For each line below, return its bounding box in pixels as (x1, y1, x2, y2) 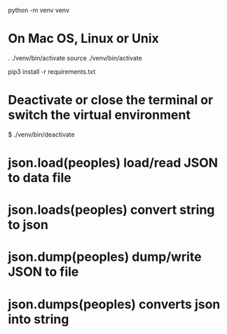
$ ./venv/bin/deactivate (8, 130, 76, 139)
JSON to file (8, 264, 79, 280)
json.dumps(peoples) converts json (8, 296, 221, 312)
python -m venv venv (8, 6, 69, 14)
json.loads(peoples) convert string (8, 202, 215, 218)
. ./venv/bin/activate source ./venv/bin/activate (8, 53, 142, 62)
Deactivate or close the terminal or (8, 92, 214, 108)
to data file (8, 170, 72, 186)
